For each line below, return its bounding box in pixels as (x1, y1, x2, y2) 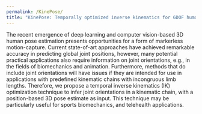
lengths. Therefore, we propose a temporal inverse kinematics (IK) (6, 82, 170, 89)
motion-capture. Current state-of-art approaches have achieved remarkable (6, 43, 195, 51)
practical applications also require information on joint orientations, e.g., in (6, 56, 191, 64)
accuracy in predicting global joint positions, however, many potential (6, 50, 178, 57)
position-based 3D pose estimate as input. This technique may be (6, 94, 170, 102)
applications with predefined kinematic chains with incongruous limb (6, 76, 176, 83)
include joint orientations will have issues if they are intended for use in (6, 69, 182, 76)
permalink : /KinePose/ (6, 8, 63, 15)
